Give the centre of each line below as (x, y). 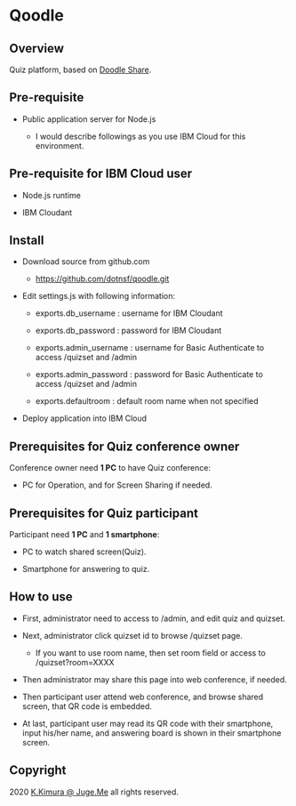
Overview (37, 48)
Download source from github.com (86, 262)
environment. (60, 145)
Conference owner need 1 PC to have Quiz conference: (110, 468)
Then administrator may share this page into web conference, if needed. (154, 679)
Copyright (38, 770)
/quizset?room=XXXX (75, 662)
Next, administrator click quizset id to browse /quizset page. (132, 635)
